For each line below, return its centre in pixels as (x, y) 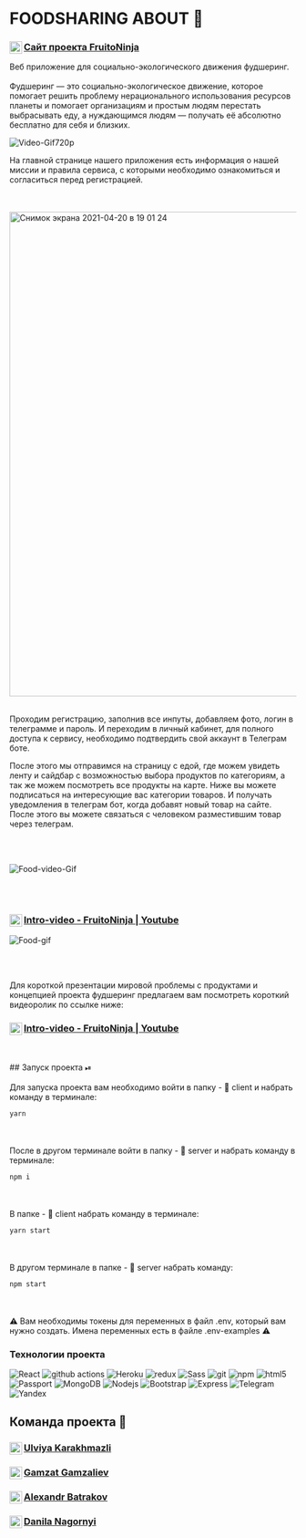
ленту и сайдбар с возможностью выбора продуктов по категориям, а (147, 775)
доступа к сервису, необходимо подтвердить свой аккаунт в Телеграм (148, 739)
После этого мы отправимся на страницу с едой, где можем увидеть (145, 766)
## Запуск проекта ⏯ (51, 1067)
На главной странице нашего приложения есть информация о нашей (144, 161)
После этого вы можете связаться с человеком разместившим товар (146, 815)
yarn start (30, 1231)
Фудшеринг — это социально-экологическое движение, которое (137, 87)
